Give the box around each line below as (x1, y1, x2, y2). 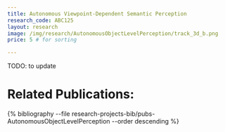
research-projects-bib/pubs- (71, 110, 155, 118)
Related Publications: (7, 86, 135, 103)
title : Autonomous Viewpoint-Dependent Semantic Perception (7, 10, 188, 18)
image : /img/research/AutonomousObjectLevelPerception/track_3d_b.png (7, 29, 219, 37)
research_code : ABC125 (7, 17, 74, 24)
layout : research (7, 23, 58, 30)
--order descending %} (111, 117, 179, 126)
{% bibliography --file (7, 110, 70, 118)
